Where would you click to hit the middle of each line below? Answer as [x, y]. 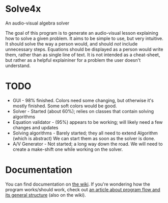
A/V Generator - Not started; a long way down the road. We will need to [88, 144]
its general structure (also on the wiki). [46, 195]
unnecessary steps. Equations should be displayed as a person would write [84, 49]
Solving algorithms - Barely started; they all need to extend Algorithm [85, 133]
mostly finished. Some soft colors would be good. [65, 106]
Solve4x [23, 9]
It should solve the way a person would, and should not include [72, 43]
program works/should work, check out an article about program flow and [83, 189]
